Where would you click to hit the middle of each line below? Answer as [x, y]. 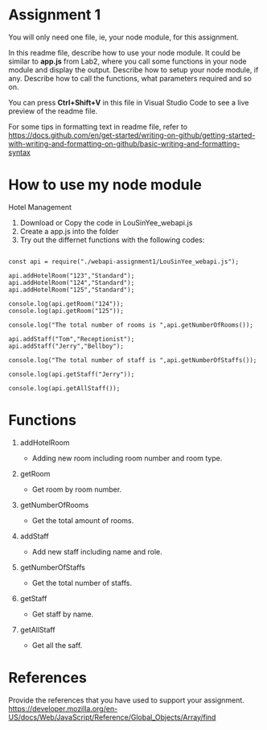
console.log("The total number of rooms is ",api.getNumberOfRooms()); [131, 325]
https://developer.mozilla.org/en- [63, 708]
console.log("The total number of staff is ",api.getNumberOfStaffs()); [133, 360]
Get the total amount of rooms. [83, 520]
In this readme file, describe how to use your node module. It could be [125, 52]
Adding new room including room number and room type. [127, 458]
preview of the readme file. [53, 111]
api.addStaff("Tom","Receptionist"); [72, 339]
